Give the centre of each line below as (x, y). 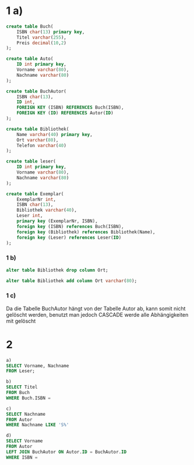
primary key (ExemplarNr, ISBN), (57, 221)
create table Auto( (30, 59)
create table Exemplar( (35, 194)
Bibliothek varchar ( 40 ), (47, 210)
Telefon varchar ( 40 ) (41, 145)
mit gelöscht (21, 321)
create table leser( (31, 162)
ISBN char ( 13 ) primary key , (51, 32)
